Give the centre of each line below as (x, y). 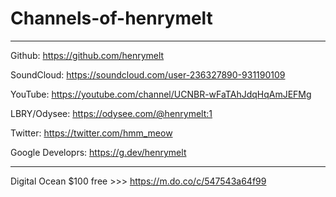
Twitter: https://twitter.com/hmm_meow (91, 133)
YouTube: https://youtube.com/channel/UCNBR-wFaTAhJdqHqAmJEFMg (161, 94)
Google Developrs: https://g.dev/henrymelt (98, 152)
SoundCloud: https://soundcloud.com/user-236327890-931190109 (148, 74)
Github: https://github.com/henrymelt (87, 55)
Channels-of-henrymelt (111, 18)
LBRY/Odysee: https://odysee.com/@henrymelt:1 (111, 113)
